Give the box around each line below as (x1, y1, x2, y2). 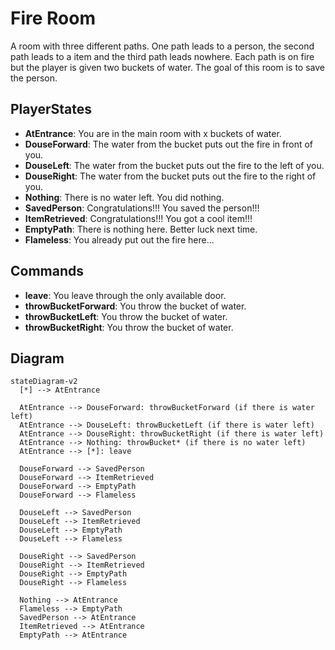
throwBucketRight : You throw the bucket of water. (24, 321, 234, 333)
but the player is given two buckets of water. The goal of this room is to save (10, 61, 325, 73)
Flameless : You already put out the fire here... (24, 233, 215, 246)
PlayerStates (10, 101, 92, 118)
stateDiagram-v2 (10, 377, 78, 387)
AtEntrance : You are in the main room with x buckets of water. (24, 127, 282, 139)
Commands (10, 263, 85, 280)
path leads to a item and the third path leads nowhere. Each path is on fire (10, 50, 315, 62)
